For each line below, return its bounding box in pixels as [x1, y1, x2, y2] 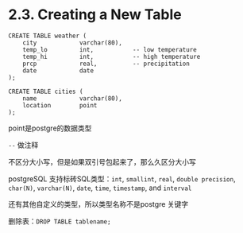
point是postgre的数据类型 [8, 123, 92, 133]
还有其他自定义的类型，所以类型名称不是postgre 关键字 [8, 199, 189, 208]
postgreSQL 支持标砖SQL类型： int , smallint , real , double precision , [8, 173, 236, 184]
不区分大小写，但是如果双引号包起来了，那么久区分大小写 [8, 157, 196, 166]
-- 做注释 [8, 140, 39, 150]
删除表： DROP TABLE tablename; [8, 216, 111, 226]
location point [22, 101, 98, 109]
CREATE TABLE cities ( [8, 87, 83, 95]
